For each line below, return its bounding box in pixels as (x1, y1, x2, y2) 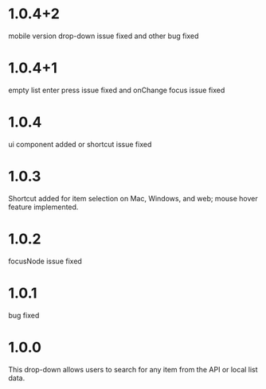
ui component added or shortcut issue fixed (8, 139, 152, 149)
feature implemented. (8, 202, 79, 212)
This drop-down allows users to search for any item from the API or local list (8, 364, 258, 374)
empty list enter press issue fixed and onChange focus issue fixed (8, 85, 225, 95)
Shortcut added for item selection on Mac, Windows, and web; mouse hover (8, 193, 258, 203)
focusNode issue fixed (8, 256, 82, 266)
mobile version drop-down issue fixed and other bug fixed (8, 31, 199, 41)
